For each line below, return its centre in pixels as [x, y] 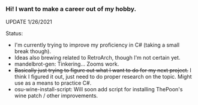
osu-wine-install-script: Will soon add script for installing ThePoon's [98, 89]
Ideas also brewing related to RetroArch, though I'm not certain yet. [97, 58]
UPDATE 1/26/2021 [29, 22]
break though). [33, 51]
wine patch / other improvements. [56, 96]
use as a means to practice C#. [53, 83]
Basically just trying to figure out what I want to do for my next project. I [103, 70]
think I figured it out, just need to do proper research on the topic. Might [103, 77]
